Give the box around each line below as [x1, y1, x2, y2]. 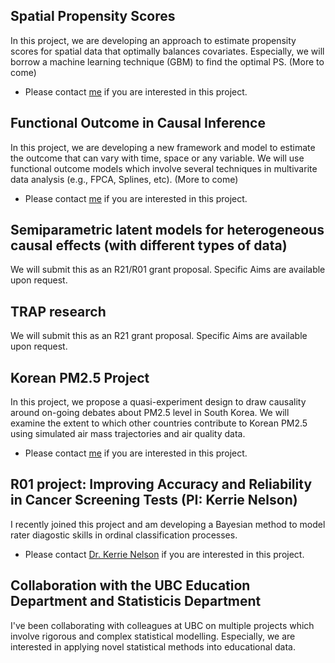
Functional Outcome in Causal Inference [10, 115, 266, 132]
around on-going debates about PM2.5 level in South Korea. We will [10, 407, 290, 419]
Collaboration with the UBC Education [10, 577, 251, 594]
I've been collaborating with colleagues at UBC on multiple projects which [10, 619, 315, 631]
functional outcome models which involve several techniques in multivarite [10, 162, 318, 174]
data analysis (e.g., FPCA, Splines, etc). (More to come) [10, 173, 239, 185]
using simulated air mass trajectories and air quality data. [10, 428, 246, 440]
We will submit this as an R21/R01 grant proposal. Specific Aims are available [10, 264, 326, 276]
